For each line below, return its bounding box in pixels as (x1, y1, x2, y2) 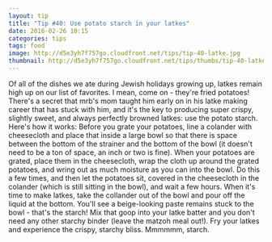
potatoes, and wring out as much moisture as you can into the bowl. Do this (8, 165, 261, 174)
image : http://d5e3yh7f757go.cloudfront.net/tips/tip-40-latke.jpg (8, 49, 241, 57)
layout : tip (8, 11, 49, 20)
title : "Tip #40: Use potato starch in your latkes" (8, 19, 190, 27)
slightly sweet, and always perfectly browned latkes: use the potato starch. (8, 113, 258, 123)
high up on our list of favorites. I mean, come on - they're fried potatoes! (8, 87, 249, 97)
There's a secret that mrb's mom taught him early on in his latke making (8, 96, 249, 106)
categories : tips (8, 34, 67, 43)
